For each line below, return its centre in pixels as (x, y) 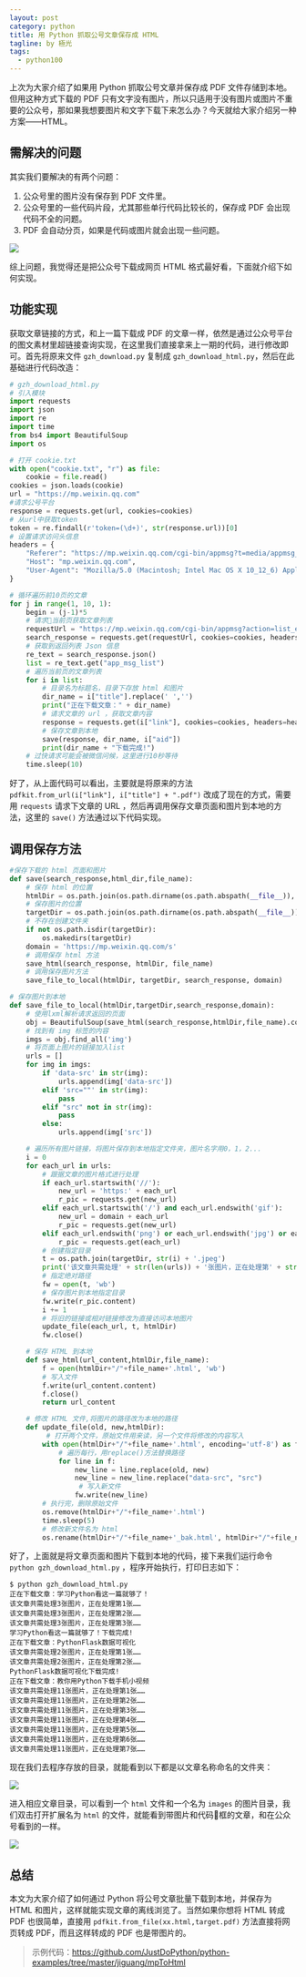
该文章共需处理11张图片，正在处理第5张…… (77, 1730)
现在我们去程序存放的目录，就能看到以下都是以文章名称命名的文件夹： (141, 1767)
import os (28, 444)
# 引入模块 (27, 393)
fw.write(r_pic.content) (89, 1301)
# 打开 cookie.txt (43, 460)
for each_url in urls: (69, 1166)
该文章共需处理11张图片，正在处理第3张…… (77, 1711)
